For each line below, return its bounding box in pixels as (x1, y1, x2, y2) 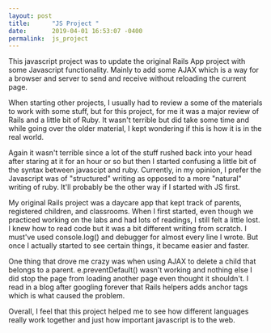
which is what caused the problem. (8, 291, 125, 301)
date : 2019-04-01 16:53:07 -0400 (8, 27, 143, 35)
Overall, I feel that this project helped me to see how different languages (8, 306, 249, 316)
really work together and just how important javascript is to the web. (8, 315, 236, 325)
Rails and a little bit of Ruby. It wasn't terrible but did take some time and (8, 115, 249, 125)
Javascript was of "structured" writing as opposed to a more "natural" (8, 174, 243, 183)
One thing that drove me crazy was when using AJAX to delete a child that (8, 256, 256, 267)
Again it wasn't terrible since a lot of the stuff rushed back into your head (8, 148, 252, 158)
